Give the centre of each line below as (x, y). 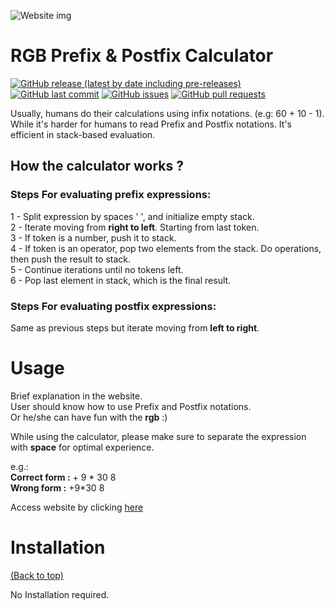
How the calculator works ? (97, 166)
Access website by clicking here (77, 507)
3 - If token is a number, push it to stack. (93, 237)
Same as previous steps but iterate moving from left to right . (135, 327)
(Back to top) (37, 575)
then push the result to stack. (71, 259)
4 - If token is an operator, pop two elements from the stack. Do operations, (166, 248)
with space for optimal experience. (82, 447)
